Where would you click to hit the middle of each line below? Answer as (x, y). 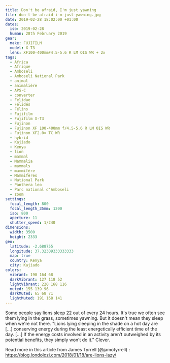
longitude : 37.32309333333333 (42, 251)
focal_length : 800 (29, 204)
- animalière (24, 85)
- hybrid (19, 138)
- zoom (17, 194)
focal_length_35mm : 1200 (36, 208)
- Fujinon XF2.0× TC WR (35, 133)
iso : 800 (19, 213)
